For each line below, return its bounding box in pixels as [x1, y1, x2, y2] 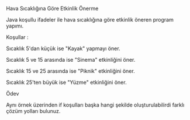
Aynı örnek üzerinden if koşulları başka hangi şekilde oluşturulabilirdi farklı [6, 101, 185, 108]
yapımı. [6, 23, 24, 29]
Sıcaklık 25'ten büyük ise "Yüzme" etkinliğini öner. [6, 79, 127, 86]
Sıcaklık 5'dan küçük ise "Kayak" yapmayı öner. [6, 45, 121, 52]
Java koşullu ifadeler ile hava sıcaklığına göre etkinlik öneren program [6, 16, 174, 23]
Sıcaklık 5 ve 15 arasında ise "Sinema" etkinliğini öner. [6, 57, 136, 63]
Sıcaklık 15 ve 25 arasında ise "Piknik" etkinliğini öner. [6, 68, 136, 75]
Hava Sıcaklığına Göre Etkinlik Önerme [6, 5, 99, 12]
